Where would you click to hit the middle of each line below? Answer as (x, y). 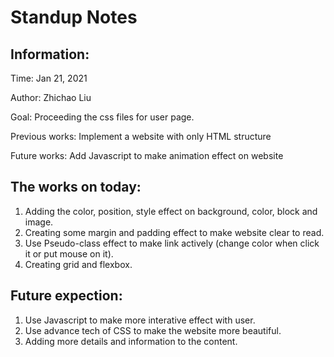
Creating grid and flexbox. (78, 264)
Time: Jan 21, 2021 (49, 78)
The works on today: (76, 187)
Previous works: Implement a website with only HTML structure (141, 136)
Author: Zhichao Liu (51, 97)
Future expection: (66, 296)
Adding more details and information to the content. (131, 341)
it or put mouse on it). (69, 253)
